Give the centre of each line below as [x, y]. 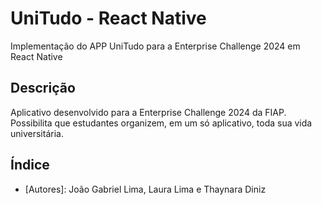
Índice [30, 165]
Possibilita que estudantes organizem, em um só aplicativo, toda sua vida [161, 123]
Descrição [43, 88]
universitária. [37, 133]
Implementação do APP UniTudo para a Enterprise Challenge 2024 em [155, 46]
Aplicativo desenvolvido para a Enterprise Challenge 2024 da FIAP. [148, 112]
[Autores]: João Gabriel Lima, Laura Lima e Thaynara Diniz [145, 189]
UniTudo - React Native [108, 18]
